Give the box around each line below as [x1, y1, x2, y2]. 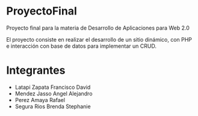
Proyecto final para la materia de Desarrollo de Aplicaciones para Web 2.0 [6, 24, 190, 31]
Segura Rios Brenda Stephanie [14, 103, 91, 110]
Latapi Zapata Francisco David [14, 83, 91, 91]
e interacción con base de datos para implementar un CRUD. [6, 42, 156, 50]
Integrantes [6, 63, 66, 77]
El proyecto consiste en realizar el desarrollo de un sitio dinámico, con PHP [6, 36, 193, 43]
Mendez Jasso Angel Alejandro [14, 89, 93, 97]
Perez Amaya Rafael [14, 96, 65, 103]
